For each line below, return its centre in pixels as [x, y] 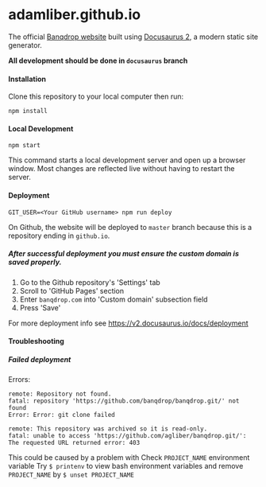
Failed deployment [40, 359]
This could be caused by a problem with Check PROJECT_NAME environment [129, 458]
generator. [25, 45]
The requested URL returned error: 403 [74, 443]
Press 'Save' [40, 307]
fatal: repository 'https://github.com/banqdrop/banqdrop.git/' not [124, 401]
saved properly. [35, 262]
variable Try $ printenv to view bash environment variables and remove [126, 466]
